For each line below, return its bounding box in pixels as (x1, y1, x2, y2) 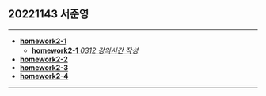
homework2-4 (19, 71, 69, 80)
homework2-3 (19, 62, 69, 72)
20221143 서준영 (8, 7, 89, 21)
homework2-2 (19, 54, 69, 64)
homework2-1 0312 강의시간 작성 (31, 46, 139, 55)
